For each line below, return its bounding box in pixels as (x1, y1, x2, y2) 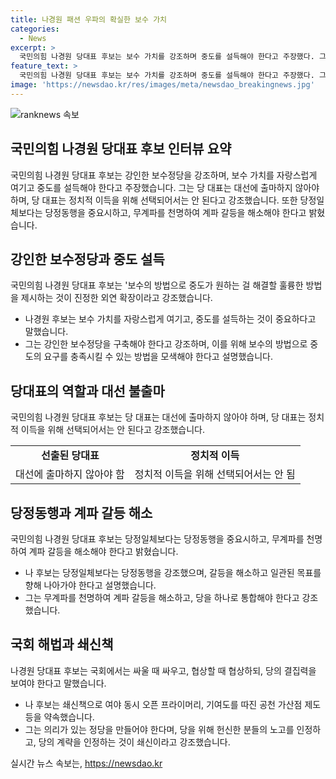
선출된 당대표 (41, 449, 100, 463)
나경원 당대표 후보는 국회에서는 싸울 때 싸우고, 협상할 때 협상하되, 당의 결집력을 (10, 664, 317, 676)
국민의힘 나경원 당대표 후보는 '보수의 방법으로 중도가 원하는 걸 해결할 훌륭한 (10, 279, 304, 291)
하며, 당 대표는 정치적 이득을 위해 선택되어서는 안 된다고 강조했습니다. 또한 (10, 194, 298, 206)
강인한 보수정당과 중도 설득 (10, 251, 165, 268)
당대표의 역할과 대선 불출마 (10, 382, 165, 400)
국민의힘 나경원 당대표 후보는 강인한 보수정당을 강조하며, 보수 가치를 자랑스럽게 (10, 169, 318, 181)
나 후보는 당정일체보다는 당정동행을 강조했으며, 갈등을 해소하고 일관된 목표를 (24, 567, 322, 578)
